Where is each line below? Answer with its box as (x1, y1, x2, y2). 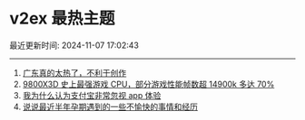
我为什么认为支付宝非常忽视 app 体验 (22, 89, 162, 100)
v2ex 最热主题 (9, 8, 115, 29)
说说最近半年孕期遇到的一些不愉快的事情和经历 (22, 101, 198, 112)
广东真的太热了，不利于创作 (22, 67, 127, 78)
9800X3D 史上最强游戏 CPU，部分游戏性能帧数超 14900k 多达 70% (22, 78, 275, 89)
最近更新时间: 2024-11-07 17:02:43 (9, 40, 139, 51)
